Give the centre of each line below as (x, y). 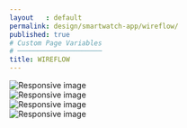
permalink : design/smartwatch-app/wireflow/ (94, 26)
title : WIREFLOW (40, 59)
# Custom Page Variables (56, 43)
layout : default (46, 18)
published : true (40, 34)
